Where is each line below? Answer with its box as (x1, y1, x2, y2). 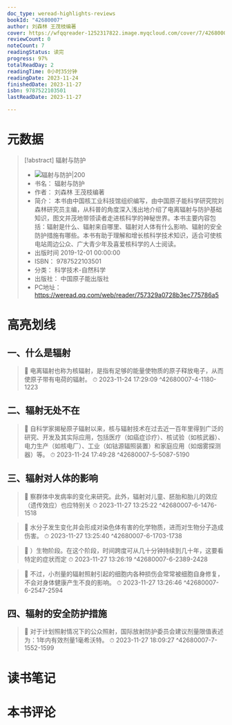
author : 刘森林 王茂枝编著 (7, 23, 77, 30)
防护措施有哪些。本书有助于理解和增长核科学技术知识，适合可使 (34, 231, 216, 239)
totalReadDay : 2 (7, 62, 54, 68)
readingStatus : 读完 (7, 49, 64, 56)
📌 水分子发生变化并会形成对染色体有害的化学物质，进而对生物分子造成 (23, 523, 224, 531)
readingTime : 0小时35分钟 (7, 68, 78, 75)
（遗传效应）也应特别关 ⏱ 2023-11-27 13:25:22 (23, 501, 157, 509)
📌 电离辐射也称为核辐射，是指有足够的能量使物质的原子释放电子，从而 (23, 366, 224, 374)
